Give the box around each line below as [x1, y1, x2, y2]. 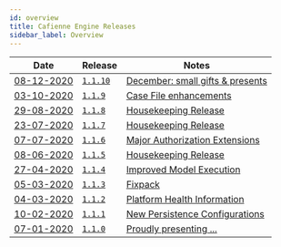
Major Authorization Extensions [125, 134, 261, 147]
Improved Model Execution [125, 163, 241, 176]
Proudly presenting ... [125, 222, 218, 235]
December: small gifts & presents [125, 75, 268, 87]
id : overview [9, 13, 59, 23]
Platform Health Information [125, 193, 245, 206]
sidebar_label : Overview [9, 30, 104, 39]
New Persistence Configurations [125, 208, 266, 221]
